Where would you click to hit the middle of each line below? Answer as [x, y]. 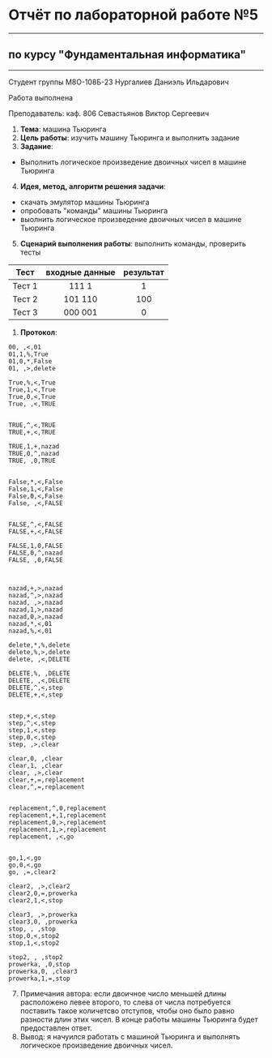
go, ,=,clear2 [32, 872]
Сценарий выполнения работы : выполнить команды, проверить [133, 243]
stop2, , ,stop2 [36, 957]
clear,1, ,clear [36, 765]
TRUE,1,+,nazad [34, 446]
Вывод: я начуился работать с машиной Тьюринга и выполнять [130, 1036]
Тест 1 [25, 285]
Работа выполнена [41, 97]
